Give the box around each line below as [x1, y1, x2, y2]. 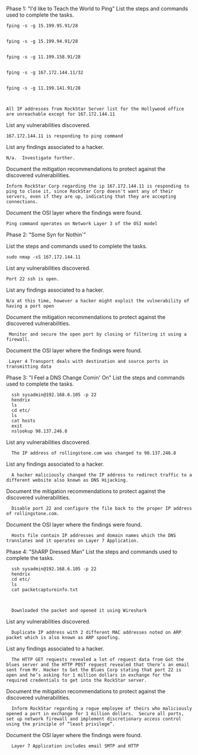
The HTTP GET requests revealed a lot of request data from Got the [11, 656, 184, 662]
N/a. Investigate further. [6, 155, 76, 161]
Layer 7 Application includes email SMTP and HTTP [11, 743, 139, 749]
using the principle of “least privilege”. [6, 721, 116, 727]
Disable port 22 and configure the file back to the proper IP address [11, 506, 193, 511]
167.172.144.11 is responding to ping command [6, 133, 123, 139]
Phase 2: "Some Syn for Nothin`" [6, 231, 87, 238]
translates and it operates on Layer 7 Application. [6, 538, 139, 544]
